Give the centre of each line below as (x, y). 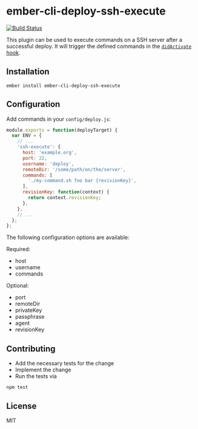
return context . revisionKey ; (65, 198)
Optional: (18, 286)
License (21, 406)
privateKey (28, 310)
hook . (13, 52)
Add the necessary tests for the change (64, 363)
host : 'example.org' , (50, 153)
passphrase (30, 317)
